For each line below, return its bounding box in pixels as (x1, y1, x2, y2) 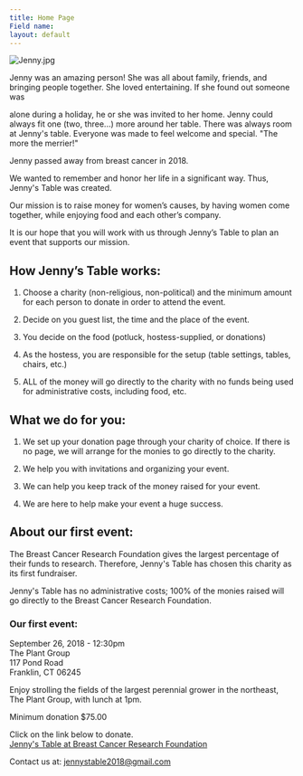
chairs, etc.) (22, 359, 68, 370)
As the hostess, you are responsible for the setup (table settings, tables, (22, 349, 291, 360)
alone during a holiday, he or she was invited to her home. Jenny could (9, 109, 273, 120)
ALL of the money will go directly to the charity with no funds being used (22, 376, 294, 387)
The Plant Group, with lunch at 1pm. (9, 694, 142, 705)
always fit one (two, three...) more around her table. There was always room (9, 118, 292, 129)
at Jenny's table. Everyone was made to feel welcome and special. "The (9, 128, 279, 139)
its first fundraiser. (9, 567, 78, 579)
